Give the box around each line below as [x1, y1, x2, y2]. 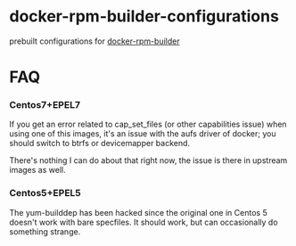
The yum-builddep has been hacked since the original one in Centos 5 [9, 207, 267, 217]
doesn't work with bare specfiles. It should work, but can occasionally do [9, 217, 278, 227]
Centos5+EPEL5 [9, 187, 82, 200]
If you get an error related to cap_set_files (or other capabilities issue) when [9, 119, 287, 130]
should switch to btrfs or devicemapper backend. [9, 138, 190, 149]
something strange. [9, 225, 81, 237]
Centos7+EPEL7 [9, 99, 80, 111]
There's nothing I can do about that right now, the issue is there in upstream [9, 155, 288, 166]
